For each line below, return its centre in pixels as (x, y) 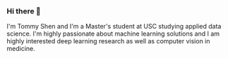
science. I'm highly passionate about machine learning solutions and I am (113, 34)
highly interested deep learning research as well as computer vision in (108, 41)
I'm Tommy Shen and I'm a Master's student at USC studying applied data (114, 27)
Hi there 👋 (24, 11)
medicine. (21, 49)
